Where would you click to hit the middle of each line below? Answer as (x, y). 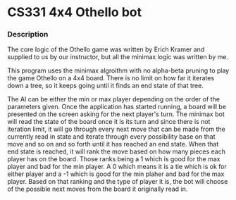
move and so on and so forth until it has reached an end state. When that (113, 144)
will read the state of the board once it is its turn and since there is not (109, 122)
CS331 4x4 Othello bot (75, 12)
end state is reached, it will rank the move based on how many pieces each (116, 151)
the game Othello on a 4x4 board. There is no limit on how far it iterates (111, 78)
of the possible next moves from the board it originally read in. (98, 189)
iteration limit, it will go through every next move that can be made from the (116, 129)
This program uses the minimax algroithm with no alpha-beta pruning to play (118, 70)
